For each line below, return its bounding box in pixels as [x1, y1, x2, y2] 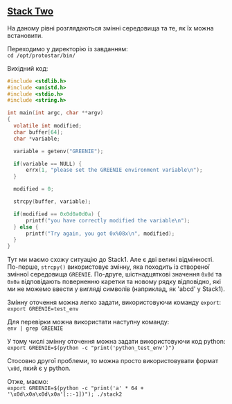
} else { [13, 223, 39, 231]
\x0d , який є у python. [7, 364, 71, 373]
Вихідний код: [7, 64, 48, 72]
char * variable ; [13, 135, 60, 142]
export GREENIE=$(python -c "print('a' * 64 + [7, 385, 144, 392]
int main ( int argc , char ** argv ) [7, 109, 104, 116]
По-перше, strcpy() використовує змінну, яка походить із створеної [7, 263, 210, 271]
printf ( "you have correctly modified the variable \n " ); [25, 217, 190, 224]
